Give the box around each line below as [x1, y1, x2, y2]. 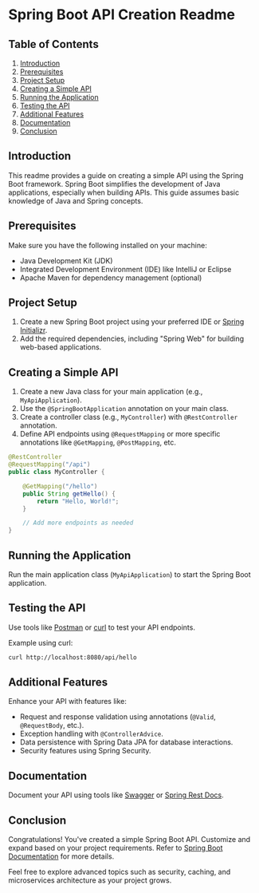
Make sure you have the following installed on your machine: [8, 240, 207, 250]
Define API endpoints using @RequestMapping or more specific [19, 429, 221, 439]
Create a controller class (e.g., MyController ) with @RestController [19, 413, 238, 422]
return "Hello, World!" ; [37, 497, 120, 505]
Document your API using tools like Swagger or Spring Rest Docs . [8, 790, 225, 800]
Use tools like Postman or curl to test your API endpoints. [8, 622, 195, 632]
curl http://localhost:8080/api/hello [8, 653, 137, 662]
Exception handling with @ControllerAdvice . [19, 729, 163, 739]
